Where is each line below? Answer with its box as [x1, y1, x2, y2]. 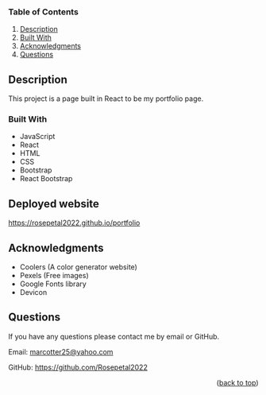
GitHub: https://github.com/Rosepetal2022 [8, 362, 148, 372]
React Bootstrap [19, 174, 73, 184]
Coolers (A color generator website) [19, 262, 137, 272]
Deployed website [8, 197, 99, 211]
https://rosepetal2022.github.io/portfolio [8, 218, 141, 228]
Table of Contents [8, 6, 79, 17]
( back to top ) [216, 378, 259, 387]
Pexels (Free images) [19, 271, 89, 281]
